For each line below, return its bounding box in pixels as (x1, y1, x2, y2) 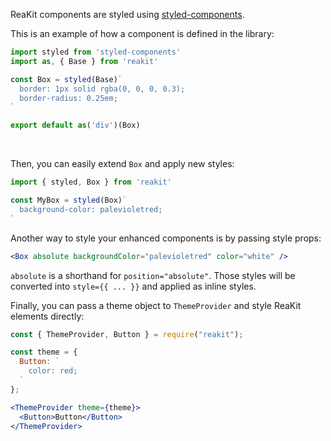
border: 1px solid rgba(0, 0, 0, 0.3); (19, 84, 186, 94)
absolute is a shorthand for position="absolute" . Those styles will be (10, 269, 296, 281)
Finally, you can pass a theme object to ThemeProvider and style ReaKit (10, 299, 302, 311)
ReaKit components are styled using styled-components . (10, 9, 245, 20)
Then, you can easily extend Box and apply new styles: (10, 158, 235, 170)
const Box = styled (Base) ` (10, 74, 123, 84)
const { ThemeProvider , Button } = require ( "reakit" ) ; (10, 329, 244, 339)
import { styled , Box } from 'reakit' (10, 177, 172, 188)
